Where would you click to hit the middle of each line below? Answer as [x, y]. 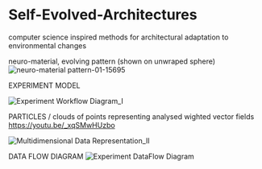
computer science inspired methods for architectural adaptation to [119, 37]
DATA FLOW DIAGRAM [46, 156]
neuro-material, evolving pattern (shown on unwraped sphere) [112, 61]
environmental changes [48, 45]
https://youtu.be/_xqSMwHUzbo [62, 125]
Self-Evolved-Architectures [103, 15]
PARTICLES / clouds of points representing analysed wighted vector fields [131, 116]
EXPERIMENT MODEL [44, 85]
